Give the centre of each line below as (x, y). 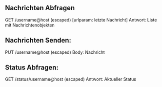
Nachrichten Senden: (38, 40)
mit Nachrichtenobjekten (30, 25)
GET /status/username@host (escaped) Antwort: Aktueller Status (71, 79)
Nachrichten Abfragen (40, 8)
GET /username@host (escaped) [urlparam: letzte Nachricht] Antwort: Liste (81, 20)
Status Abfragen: (32, 68)
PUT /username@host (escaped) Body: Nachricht (55, 52)
